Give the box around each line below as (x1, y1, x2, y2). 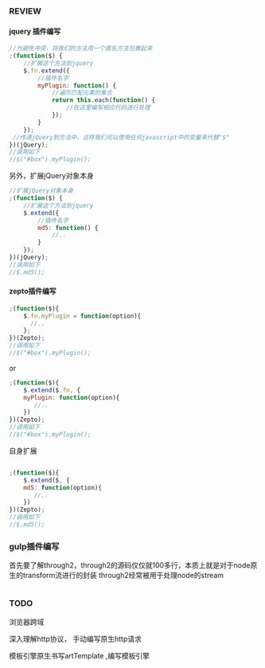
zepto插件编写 (9, 287, 57, 296)
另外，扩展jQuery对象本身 (9, 171, 94, 181)
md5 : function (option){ (23, 483, 103, 491)
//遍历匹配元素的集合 (51, 89, 113, 97)
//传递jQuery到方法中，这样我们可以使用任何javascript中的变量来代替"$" (12, 133, 230, 141)
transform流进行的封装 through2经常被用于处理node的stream (22, 571, 224, 580)
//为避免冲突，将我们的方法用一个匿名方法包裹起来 (9, 45, 153, 53)
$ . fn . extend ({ (23, 66, 70, 75)
